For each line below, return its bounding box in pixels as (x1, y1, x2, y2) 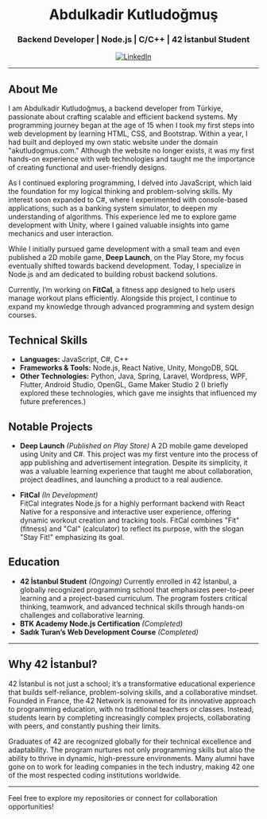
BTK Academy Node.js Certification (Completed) (19, 619, 184, 628)
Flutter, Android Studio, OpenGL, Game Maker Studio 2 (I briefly (19, 380, 229, 390)
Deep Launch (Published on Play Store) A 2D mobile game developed (19, 441, 249, 450)
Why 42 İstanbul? (8, 658, 98, 671)
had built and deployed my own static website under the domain (8, 138, 219, 147)
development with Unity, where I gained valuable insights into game (8, 220, 230, 230)
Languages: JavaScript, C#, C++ (19, 355, 129, 364)
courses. (8, 310, 37, 320)
